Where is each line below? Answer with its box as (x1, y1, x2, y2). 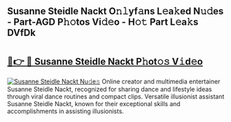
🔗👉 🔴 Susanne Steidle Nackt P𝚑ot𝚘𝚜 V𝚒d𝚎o (7, 55, 203, 68)
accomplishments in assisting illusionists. (7, 107, 124, 115)
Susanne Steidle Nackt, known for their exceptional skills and (7, 100, 181, 108)
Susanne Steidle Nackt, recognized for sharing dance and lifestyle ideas (7, 85, 212, 93)
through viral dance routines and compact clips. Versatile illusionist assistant (7, 92, 225, 101)
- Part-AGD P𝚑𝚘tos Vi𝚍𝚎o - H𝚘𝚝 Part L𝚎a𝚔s (7, 17, 199, 28)
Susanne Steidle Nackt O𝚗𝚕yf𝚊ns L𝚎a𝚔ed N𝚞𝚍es (7, 6, 224, 17)
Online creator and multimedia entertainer (101, 77, 221, 85)
